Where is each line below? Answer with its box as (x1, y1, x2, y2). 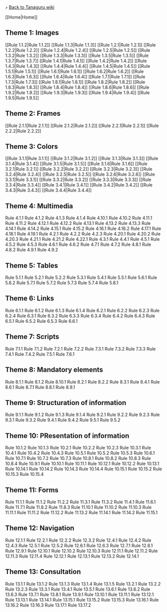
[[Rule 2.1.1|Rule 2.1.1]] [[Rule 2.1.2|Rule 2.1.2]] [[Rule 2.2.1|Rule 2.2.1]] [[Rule (5, 122, 159, 129)
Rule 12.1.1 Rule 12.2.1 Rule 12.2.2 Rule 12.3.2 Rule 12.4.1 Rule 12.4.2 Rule (5, 537, 152, 543)
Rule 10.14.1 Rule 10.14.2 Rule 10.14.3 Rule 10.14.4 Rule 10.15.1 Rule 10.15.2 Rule (5, 466, 162, 472)
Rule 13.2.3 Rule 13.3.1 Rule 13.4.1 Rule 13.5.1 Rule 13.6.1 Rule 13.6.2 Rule (5, 586, 151, 592)
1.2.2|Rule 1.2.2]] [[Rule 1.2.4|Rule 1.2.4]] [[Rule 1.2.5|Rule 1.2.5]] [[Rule (5, 47, 151, 53)
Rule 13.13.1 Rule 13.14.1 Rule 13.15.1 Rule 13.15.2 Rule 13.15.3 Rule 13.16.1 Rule (5, 597, 159, 603)
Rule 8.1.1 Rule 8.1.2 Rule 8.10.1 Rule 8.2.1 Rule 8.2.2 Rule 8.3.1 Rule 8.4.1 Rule (5, 379, 160, 385)
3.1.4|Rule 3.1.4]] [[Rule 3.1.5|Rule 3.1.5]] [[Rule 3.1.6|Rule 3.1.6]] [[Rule (5, 161, 148, 167)
